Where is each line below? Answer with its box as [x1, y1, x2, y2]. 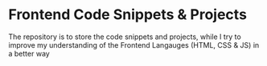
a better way [8, 49, 50, 58]
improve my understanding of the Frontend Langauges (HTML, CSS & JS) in [8, 40, 260, 49]
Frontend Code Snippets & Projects [8, 6, 248, 24]
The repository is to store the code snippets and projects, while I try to [8, 32, 241, 41]
